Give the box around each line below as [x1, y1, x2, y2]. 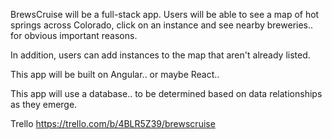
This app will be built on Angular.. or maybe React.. [10, 69, 220, 80]
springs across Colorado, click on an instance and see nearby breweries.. [10, 19, 314, 31]
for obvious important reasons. [10, 30, 138, 41]
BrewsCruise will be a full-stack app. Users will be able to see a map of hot [10, 9, 320, 20]
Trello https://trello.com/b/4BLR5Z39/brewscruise [10, 118, 216, 129]
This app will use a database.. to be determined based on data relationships [10, 88, 323, 99]
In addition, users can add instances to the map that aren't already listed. [10, 49, 311, 61]
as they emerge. [10, 99, 78, 110]
